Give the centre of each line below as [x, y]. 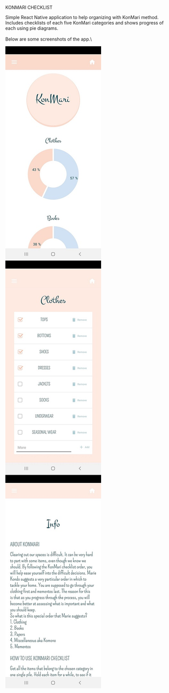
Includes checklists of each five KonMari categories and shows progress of [84, 23]
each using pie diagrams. [32, 28]
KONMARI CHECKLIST [29, 7]
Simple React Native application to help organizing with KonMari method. [82, 17]
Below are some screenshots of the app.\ [49, 39]
